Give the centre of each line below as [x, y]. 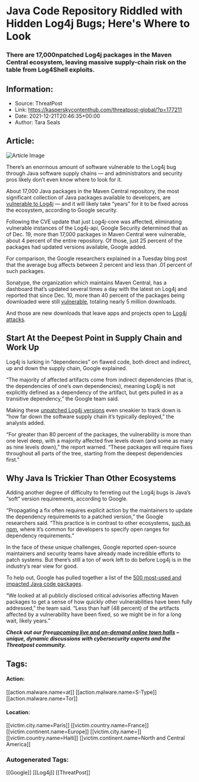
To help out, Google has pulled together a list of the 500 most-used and [94, 578]
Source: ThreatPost [38, 103]
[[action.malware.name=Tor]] [42, 698]
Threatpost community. [36, 645]
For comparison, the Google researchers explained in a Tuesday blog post [97, 258]
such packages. [26, 271]
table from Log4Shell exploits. [50, 70]
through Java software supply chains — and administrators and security [94, 173]
